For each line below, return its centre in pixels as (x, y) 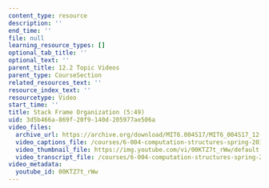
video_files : (30, 127)
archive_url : (37, 134)
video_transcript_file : (55, 157)
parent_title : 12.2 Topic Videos (64, 68)
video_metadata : (35, 165)
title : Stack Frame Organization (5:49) (77, 113)
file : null (26, 38)
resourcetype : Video (43, 98)
